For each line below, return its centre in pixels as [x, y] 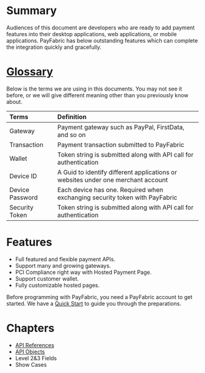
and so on [71, 135]
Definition [72, 117]
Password [24, 198]
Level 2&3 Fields [36, 358]
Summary [31, 11]
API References [35, 345]
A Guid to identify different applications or [117, 172]
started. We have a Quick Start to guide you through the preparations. [94, 303]
